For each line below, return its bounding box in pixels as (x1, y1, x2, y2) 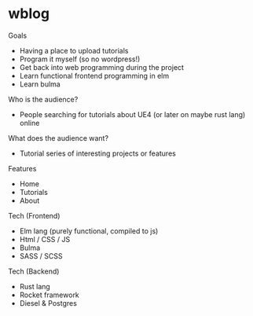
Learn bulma (19, 79, 60, 89)
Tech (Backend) (8, 266, 60, 276)
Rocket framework (19, 290, 80, 299)
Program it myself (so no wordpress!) (19, 54, 141, 64)
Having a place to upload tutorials (19, 46, 129, 55)
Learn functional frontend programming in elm (19, 71, 170, 80)
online (19, 118, 40, 127)
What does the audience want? (8, 133, 108, 142)
